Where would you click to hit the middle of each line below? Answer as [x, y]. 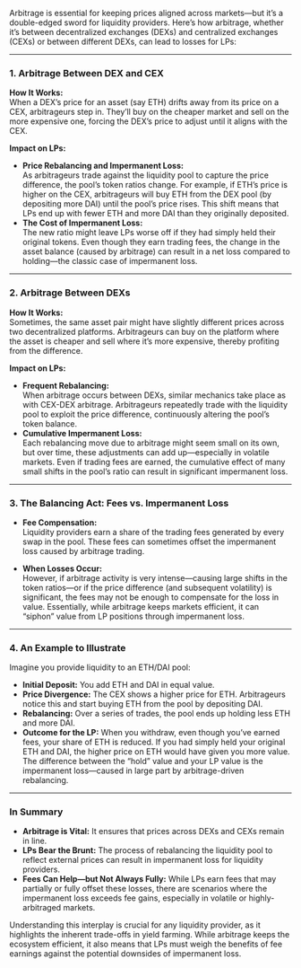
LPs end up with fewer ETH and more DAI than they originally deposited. [155, 214]
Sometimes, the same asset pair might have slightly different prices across [147, 321]
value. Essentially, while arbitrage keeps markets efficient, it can [141, 606]
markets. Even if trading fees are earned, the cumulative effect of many [154, 462]
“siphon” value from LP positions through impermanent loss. [133, 616]
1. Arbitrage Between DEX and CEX [86, 73]
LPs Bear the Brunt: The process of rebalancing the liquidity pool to [147, 850]
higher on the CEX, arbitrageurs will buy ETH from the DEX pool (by [146, 194]
